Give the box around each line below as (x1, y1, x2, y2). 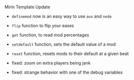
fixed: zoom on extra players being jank (11, 60, 91, 66)
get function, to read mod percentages (11, 32, 89, 38)
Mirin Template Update (4, 4, 50, 10)
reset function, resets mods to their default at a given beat (11, 51, 129, 56)
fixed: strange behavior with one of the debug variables (11, 69, 123, 75)
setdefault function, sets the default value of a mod (11, 41, 116, 47)
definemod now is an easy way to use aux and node (11, 13, 112, 19)
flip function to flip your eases (11, 23, 74, 28)
